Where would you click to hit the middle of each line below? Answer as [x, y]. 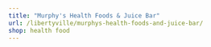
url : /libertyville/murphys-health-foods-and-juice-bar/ [106, 23]
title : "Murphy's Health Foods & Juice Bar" [84, 16]
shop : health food [39, 30]
